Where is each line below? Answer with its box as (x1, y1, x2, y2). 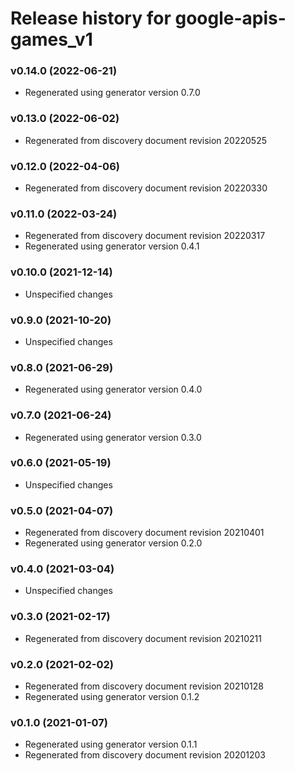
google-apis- (174, 7, 287, 30)
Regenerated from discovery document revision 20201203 (24, 749, 267, 761)
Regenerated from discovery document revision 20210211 (24, 632, 262, 644)
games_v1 (10, 28, 93, 51)
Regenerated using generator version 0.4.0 (24, 383, 203, 396)
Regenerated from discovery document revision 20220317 (24, 230, 266, 242)
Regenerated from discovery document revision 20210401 (24, 527, 265, 539)
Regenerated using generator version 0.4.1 (24, 240, 200, 252)
